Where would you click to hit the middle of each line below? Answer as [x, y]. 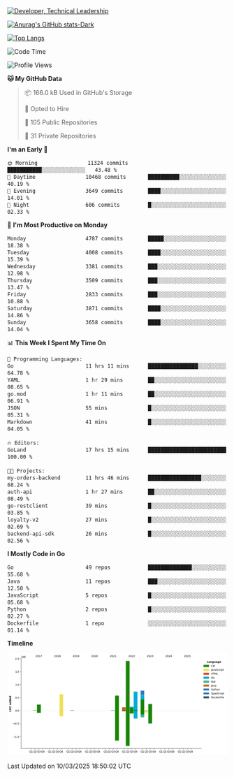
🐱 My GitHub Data [35, 79]
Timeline [20, 643]
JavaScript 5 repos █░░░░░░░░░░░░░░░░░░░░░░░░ [117, 595]
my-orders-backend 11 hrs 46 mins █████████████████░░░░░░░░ [117, 478]
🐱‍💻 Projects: [26, 471]
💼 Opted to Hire [47, 109]
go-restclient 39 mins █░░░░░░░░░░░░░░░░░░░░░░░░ [117, 506]
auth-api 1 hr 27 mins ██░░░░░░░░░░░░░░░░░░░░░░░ [117, 492]
